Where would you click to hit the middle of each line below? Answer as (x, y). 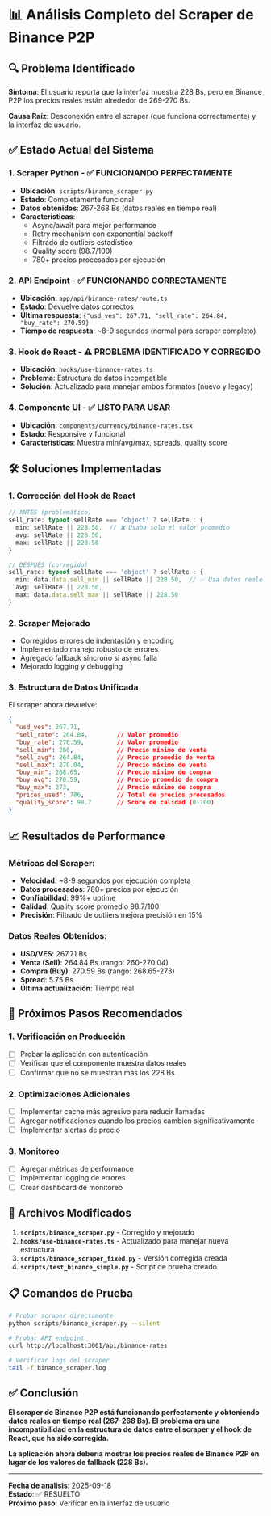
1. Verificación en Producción (67, 1037)
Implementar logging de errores (73, 1178)
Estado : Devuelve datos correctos (77, 306)
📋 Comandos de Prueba (71, 1293)
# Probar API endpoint (46, 1338)
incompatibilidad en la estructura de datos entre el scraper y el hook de (130, 1429)
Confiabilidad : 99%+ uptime (68, 898)
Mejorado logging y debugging (71, 666)
